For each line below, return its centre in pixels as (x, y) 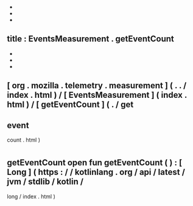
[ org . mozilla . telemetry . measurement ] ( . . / (97, 86)
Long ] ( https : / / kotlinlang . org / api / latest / (96, 172)
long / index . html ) (31, 196)
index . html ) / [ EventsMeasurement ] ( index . (97, 95)
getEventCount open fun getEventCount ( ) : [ (94, 163)
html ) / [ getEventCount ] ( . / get (70, 105)
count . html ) (23, 140)
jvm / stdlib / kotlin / (45, 182)
